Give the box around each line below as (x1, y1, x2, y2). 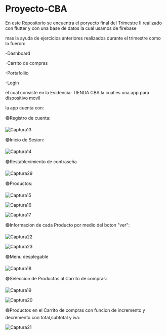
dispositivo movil (5, 95, 40, 101)
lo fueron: (5, 40, 26, 46)
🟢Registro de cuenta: (5, 115, 51, 121)
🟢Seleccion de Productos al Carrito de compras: (5, 275, 107, 281)
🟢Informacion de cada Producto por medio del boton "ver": (5, 221, 130, 228)
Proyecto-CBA (5, 3, 67, 15)
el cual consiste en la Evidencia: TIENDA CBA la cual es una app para (5, 89, 149, 95)
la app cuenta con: (5, 104, 44, 110)
